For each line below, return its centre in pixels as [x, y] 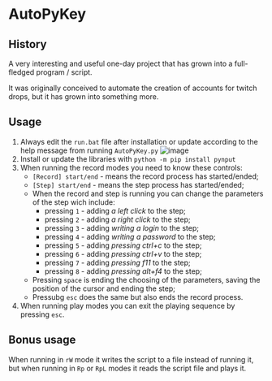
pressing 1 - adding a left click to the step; [115, 210]
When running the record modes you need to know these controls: [131, 167]
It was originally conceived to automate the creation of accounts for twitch [133, 88]
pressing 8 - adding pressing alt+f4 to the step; [123, 271]
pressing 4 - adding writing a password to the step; [130, 236]
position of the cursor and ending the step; [104, 288]
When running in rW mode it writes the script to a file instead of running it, [131, 359]
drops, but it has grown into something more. [84, 97]
